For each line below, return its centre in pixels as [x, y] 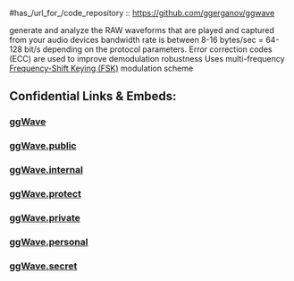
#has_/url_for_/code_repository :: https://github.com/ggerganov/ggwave [142, 13]
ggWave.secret [43, 266]
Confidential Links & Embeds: [93, 96]
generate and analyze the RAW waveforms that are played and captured [142, 30]
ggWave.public [43, 146]
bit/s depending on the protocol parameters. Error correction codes [148, 49]
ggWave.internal [46, 170]
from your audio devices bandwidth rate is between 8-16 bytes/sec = [136, 40]
